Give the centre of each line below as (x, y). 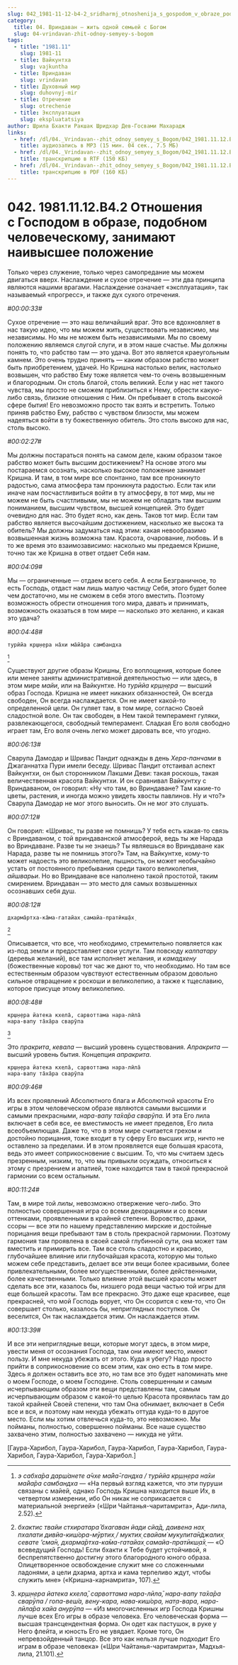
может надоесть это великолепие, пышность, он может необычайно (112, 860)
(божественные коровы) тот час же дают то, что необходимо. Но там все (119, 965)
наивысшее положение (81, 252)
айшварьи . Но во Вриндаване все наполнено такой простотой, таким (113, 875)
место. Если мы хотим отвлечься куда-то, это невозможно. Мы (104, 1419)
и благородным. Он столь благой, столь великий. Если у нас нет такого (116, 382)
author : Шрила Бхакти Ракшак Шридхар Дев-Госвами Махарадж (96, 126)
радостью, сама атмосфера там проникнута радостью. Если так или (112, 485)
